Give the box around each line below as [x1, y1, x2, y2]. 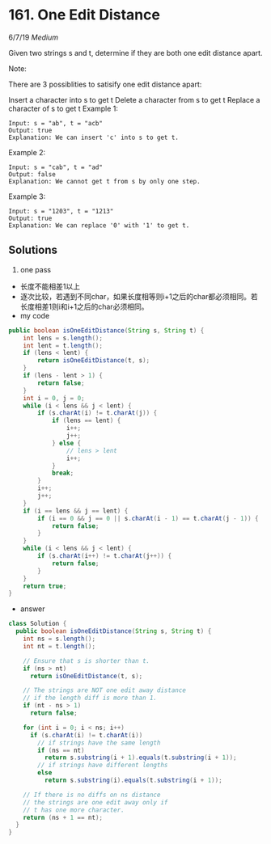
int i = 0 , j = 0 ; [23, 394, 85, 402]
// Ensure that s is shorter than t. [23, 656, 150, 665]
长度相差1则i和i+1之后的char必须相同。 [19, 302, 149, 311]
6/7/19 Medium [8, 32, 59, 42]
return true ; [23, 582, 67, 590]
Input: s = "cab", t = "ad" [8, 163, 104, 171]
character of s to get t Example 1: [8, 103, 119, 113]
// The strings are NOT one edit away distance [23, 686, 186, 694]
